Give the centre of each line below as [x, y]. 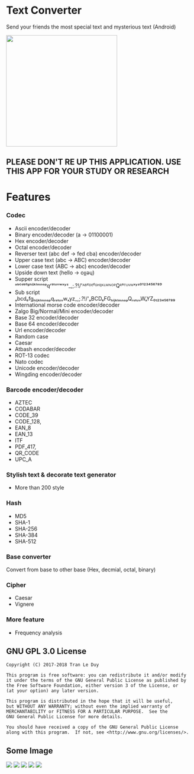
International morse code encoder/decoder [67, 305]
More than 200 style [39, 488]
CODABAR [27, 409]
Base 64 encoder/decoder [47, 324]
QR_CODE [27, 453]
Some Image [30, 751]
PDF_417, [25, 447]
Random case [31, 336]
